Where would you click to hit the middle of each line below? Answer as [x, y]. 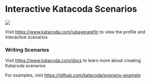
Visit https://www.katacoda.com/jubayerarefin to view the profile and [75, 32]
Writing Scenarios [27, 50]
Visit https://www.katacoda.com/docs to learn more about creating [73, 60]
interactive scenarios [26, 37]
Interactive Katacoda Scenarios [71, 9]
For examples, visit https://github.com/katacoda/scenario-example [73, 75]
